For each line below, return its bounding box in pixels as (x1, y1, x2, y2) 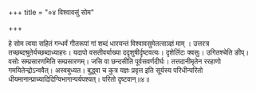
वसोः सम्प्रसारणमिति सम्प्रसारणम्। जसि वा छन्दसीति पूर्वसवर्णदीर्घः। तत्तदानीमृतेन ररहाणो (8, 56, 222, 66)
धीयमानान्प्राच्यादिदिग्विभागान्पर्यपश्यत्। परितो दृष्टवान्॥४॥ (8, 75, 150, 83)
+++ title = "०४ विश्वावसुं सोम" (8, 8, 94, 17)
